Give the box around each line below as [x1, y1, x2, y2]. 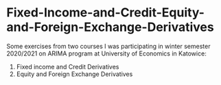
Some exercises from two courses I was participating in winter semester [6, 42, 211, 50]
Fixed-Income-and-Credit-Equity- [6, 5, 205, 21]
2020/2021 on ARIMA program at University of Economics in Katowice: [6, 49, 207, 58]
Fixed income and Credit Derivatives [16, 62, 119, 71]
